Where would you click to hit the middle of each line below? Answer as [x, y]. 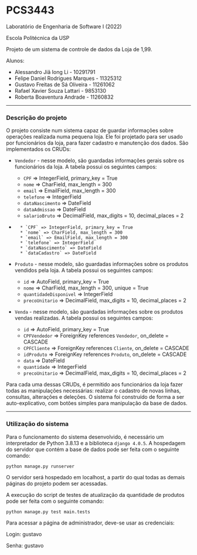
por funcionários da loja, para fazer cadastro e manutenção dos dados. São [97, 143]
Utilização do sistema [38, 424]
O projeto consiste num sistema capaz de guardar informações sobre [90, 130]
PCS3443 [30, 10]
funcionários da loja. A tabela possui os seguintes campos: [86, 167]
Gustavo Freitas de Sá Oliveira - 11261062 [65, 84]
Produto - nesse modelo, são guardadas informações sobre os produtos [101, 264]
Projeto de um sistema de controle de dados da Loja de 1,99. [79, 49]
